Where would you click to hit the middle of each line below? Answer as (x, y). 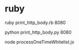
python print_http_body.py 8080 (38, 32)
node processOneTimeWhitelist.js (39, 42)
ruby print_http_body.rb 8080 (35, 22)
